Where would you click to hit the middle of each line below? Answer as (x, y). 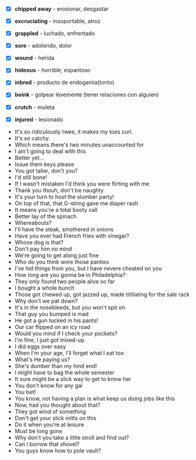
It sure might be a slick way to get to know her (73, 379)
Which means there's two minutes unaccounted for (79, 145)
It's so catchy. (32, 138)
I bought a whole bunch (44, 288)
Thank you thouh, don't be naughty (59, 190)
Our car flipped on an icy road (52, 326)
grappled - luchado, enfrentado (55, 34)
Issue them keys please (44, 164)
